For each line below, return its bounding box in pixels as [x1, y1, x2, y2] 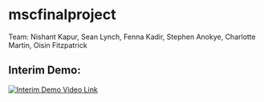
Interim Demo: [8, 64, 82, 77]
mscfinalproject [8, 6, 116, 24]
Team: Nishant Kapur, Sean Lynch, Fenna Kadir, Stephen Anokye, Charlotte [8, 32, 256, 41]
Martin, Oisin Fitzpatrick [8, 40, 87, 49]
